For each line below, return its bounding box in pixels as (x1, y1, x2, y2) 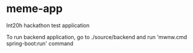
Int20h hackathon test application (6, 22, 90, 29)
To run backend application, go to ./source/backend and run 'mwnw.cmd (6, 33, 188, 40)
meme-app (6, 2, 63, 16)
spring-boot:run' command (6, 40, 74, 47)
